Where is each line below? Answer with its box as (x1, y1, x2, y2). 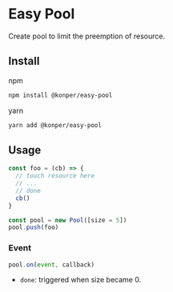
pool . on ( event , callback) (8, 261, 95, 269)
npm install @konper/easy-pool (8, 91, 113, 99)
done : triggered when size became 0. (19, 275, 142, 285)
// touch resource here (15, 172, 95, 180)
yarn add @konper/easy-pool (8, 121, 103, 129)
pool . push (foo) (8, 223, 59, 232)
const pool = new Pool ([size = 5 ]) (8, 216, 127, 224)
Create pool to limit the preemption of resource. (8, 31, 166, 41)
